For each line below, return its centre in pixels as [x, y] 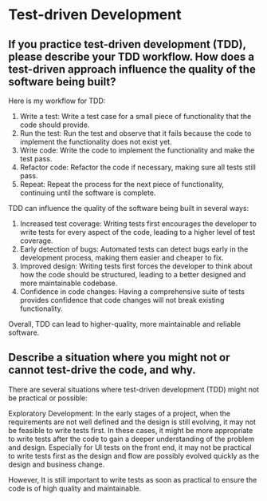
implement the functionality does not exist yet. [96, 142]
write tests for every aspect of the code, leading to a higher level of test [137, 232]
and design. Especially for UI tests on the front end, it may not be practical [130, 447]
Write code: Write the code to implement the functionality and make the [137, 150]
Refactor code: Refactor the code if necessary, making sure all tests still [138, 167]
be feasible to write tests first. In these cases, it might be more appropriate [131, 430]
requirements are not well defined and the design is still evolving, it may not [132, 422]
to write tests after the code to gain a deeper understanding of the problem [132, 439]
